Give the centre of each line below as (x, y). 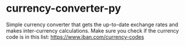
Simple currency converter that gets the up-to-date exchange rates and (92, 24)
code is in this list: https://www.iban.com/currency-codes (75, 37)
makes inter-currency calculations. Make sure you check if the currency (92, 30)
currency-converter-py (64, 8)
